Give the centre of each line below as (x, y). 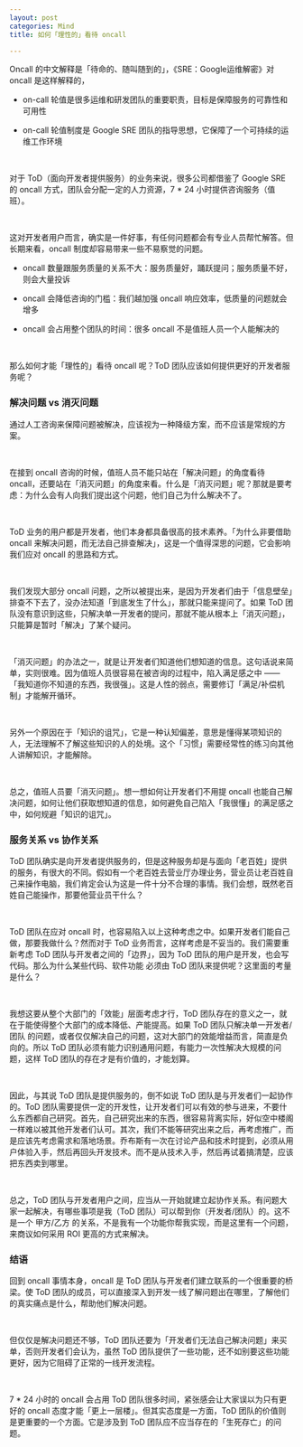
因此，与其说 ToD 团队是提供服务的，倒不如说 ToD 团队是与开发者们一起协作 (151, 1095)
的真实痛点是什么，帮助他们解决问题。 (80, 1303)
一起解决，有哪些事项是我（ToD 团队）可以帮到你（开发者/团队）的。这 (149, 1211)
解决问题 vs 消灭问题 (54, 403)
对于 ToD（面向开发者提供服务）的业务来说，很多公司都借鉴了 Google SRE (148, 178)
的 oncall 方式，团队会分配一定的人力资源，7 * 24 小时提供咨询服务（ (138, 190)
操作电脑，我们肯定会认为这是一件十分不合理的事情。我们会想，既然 (151, 883)
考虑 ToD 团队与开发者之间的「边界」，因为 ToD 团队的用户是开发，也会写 (153, 954)
